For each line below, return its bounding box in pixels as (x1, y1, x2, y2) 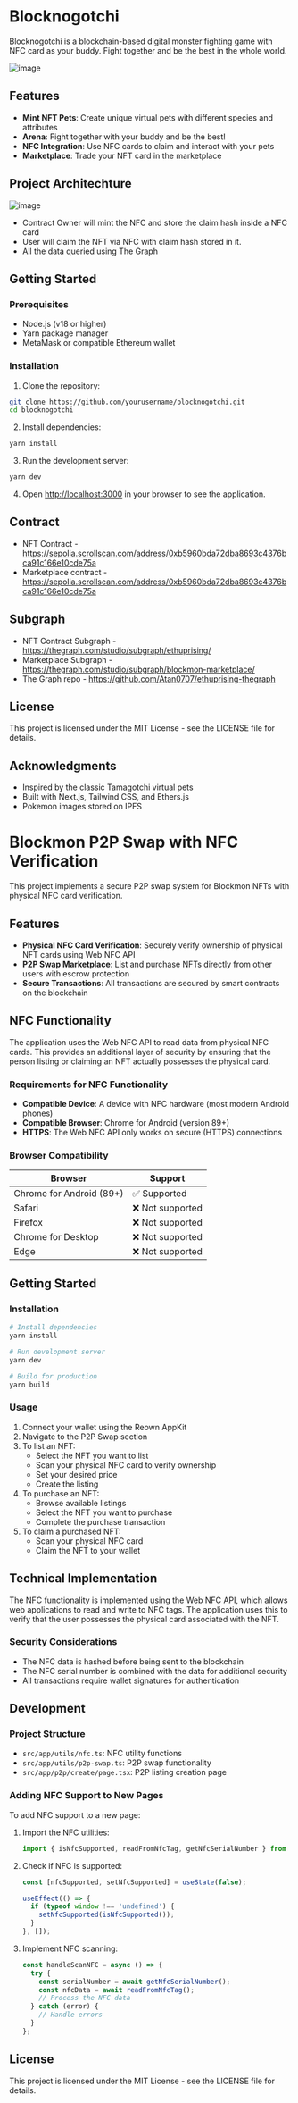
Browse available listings (35, 1497, 127, 1508)
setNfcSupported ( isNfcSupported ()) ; (38, 1910, 175, 1920)
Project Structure (9, 1728, 86, 1740)
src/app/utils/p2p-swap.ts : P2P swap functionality (21, 1757, 212, 1768)
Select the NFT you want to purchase (35, 1507, 173, 1518)
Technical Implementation (9, 1571, 158, 1587)
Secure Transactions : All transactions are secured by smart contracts (21, 978, 280, 989)
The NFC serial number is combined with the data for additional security (21, 1665, 288, 1676)
